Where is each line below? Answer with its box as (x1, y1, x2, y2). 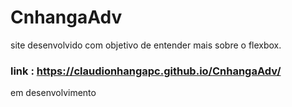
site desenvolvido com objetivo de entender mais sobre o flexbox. (10, 39, 282, 51)
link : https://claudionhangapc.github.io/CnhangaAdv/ (10, 64, 282, 78)
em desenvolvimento (10, 87, 97, 99)
